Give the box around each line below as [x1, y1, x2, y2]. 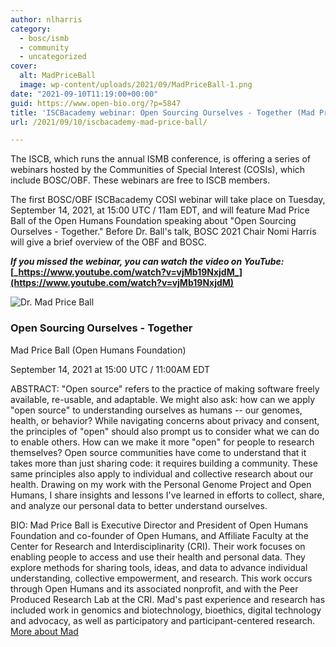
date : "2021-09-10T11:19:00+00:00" [10, 89, 159, 99]
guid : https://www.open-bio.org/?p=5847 [10, 98, 182, 108]
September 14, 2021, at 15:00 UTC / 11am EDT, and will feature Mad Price [10, 204, 310, 216]
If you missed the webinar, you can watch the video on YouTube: [10, 256, 285, 268]
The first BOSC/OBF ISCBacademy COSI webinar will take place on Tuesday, [10, 194, 326, 206]
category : [10, 24, 52, 34]
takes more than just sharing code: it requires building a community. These [10, 457, 318, 469]
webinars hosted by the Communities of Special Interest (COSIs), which [10, 164, 306, 176]
